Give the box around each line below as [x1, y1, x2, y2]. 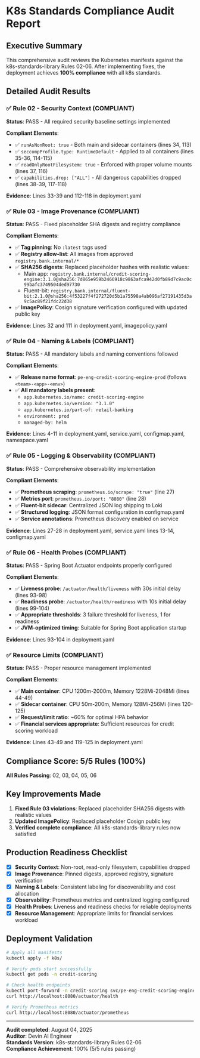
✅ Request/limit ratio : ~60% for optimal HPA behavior [14, 714, 149, 721]
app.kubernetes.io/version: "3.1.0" [23, 401, 115, 407]
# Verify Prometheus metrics [6, 1004, 79, 1010]
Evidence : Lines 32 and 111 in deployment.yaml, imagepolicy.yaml [6, 322, 168, 329]
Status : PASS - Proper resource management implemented [6, 664, 151, 672]
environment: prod [23, 414, 70, 420]
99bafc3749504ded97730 [23, 282, 80, 288]
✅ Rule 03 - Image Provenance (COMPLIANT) [6, 207, 140, 215]
